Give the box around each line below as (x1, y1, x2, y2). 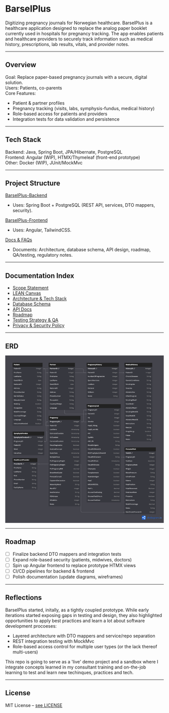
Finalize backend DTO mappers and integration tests (12, 551, 122, 557)
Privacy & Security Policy (12, 322, 65, 328)
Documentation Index (5, 271, 74, 280)
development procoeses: (5, 623, 57, 629)
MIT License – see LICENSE (5, 702, 63, 708)
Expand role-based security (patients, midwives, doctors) (12, 556, 132, 562)
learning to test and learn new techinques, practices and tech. (5, 669, 134, 675)
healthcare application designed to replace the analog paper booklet (5, 25, 147, 31)
